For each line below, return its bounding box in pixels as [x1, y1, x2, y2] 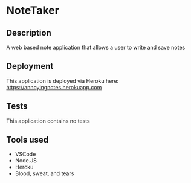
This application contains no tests [6, 117, 90, 124]
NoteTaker [6, 4, 59, 18]
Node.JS [15, 157, 37, 164]
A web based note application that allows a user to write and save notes [6, 43, 186, 51]
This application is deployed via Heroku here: [6, 77, 119, 85]
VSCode [15, 150, 36, 158]
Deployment [6, 61, 54, 71]
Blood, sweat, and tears [15, 170, 74, 177]
